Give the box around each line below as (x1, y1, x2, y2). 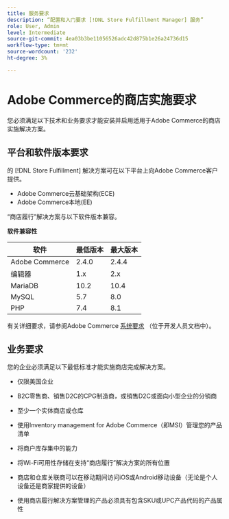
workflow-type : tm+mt (7, 42, 69, 49)
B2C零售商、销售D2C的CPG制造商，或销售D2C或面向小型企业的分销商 (16, 392, 217, 401)
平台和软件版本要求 (7, 147, 88, 158)
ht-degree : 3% (7, 55, 48, 62)
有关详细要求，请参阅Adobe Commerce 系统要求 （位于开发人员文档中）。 (7, 321, 215, 329)
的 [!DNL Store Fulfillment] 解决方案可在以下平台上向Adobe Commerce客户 (7, 166, 218, 175)
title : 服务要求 (7, 10, 49, 17)
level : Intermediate (7, 29, 67, 36)
